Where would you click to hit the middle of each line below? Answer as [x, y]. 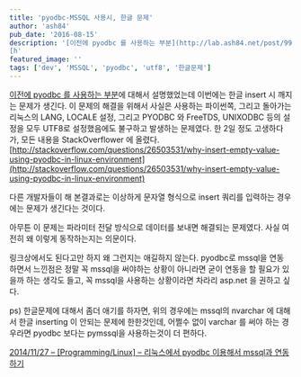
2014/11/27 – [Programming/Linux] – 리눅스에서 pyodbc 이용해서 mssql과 [141, 352]
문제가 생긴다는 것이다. [66, 208]
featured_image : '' [46, 59]
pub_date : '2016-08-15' [54, 34]
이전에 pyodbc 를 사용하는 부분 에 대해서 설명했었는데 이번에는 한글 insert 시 [142, 94]
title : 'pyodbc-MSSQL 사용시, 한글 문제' [81, 18]
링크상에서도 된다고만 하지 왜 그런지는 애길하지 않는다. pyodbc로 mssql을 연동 [147, 257]
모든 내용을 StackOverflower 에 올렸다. [90, 139]
